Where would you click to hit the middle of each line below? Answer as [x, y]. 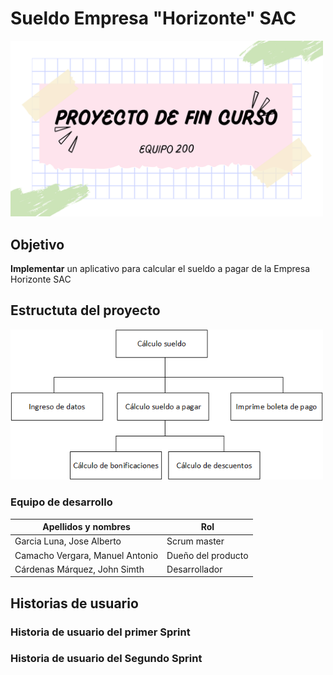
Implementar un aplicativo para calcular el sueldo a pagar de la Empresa [160, 268]
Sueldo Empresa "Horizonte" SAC [153, 18]
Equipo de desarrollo [61, 502]
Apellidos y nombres [86, 526]
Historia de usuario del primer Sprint [100, 632]
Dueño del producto [207, 555]
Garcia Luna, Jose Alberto [68, 541]
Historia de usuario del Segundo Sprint [106, 659]
